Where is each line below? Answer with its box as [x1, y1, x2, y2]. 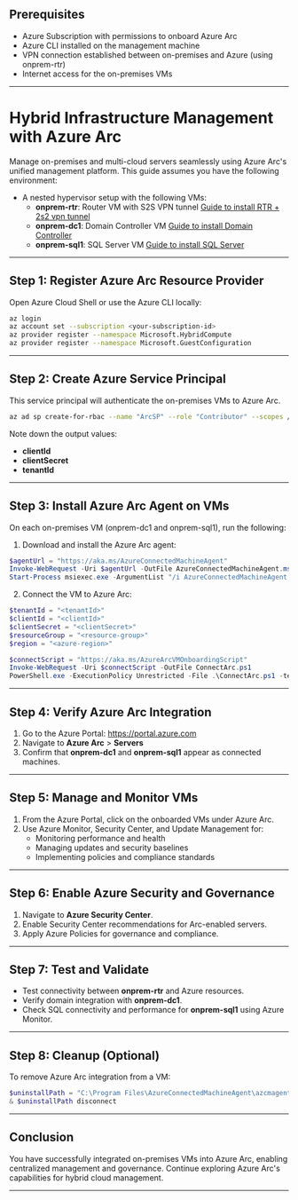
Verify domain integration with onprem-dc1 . [21, 995, 183, 1006]
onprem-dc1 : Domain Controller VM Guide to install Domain [35, 220, 254, 231]
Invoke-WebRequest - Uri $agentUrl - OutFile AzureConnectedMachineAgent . [9, 564, 284, 573]
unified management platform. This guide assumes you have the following [9, 165, 279, 176]
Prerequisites [9, 7, 85, 22]
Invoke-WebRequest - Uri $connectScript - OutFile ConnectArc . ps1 [9, 663, 252, 673]
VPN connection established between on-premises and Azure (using [21, 49, 273, 60]
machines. [21, 756, 60, 767]
